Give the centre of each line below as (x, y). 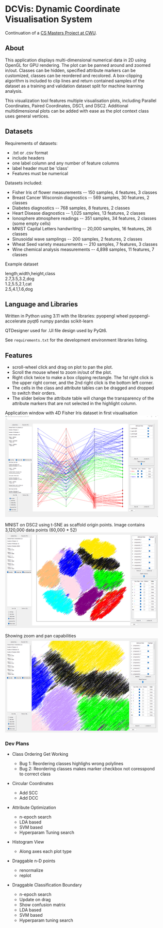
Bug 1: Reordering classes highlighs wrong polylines (71, 764)
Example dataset (22, 264)
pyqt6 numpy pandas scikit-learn (60, 321)
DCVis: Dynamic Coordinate (63, 9)
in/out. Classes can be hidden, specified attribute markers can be (70, 70)
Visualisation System (49, 19)
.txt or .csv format (30, 153)
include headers (28, 158)
